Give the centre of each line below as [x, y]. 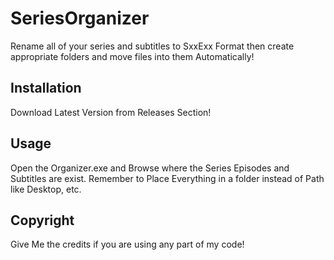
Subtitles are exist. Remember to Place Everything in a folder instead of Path [167, 178]
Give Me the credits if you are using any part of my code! [127, 244]
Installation [46, 88]
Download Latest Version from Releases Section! [111, 112]
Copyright [42, 220]
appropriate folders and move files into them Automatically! [132, 56]
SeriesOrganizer [80, 18]
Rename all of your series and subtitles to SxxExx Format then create [152, 46]
